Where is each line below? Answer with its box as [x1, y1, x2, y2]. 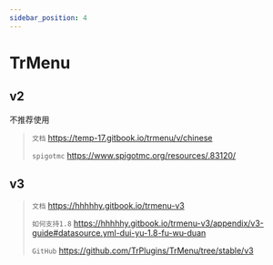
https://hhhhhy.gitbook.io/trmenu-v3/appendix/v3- [73, 218, 264, 229]
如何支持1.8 [31, 219, 72, 229]
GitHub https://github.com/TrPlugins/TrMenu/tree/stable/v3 [31, 245, 254, 256]
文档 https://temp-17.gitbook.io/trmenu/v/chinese [31, 132, 213, 143]
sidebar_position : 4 [9, 13, 88, 23]
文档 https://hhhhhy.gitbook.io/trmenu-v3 [31, 200, 185, 211]
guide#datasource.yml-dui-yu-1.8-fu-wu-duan [31, 228, 207, 239]
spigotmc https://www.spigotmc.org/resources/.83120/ [31, 149, 237, 160]
